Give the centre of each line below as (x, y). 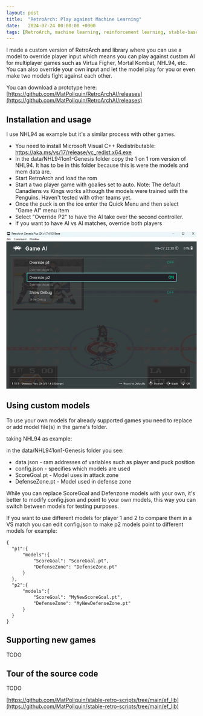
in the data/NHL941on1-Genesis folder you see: (65, 450)
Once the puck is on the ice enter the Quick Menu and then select (97, 204)
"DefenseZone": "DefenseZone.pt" (75, 567)
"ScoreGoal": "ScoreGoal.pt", (71, 561)
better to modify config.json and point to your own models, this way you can (101, 499)
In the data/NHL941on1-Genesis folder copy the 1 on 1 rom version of (100, 159)
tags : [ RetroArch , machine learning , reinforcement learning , (86, 32)
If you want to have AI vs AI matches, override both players (89, 223)
